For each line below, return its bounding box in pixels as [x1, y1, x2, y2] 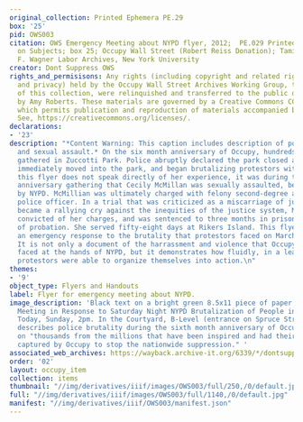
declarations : [9, 123, 63, 132]
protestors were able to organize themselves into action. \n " [17, 256, 256, 266]
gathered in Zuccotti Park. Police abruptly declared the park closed [17, 155, 289, 165]
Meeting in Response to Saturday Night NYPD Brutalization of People [17, 307, 284, 316]
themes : [9, 265, 39, 274]
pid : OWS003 [9, 30, 54, 39]
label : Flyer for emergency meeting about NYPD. [9, 289, 196, 298]
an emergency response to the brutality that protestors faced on [17, 231, 272, 240]
